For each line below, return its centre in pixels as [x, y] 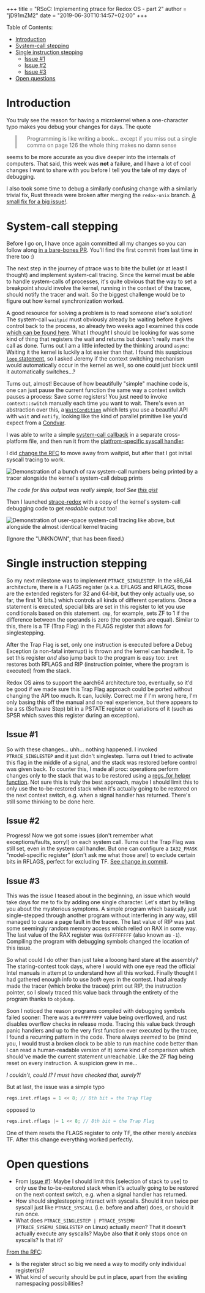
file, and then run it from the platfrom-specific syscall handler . [107, 441]
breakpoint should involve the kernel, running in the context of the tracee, [99, 287]
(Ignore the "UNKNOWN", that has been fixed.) [65, 538]
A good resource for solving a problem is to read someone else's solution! [99, 313]
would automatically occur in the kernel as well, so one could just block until [102, 365]
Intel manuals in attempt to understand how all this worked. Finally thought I [102, 973]
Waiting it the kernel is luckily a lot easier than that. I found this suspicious [99, 352]
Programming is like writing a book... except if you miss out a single [112, 138]
